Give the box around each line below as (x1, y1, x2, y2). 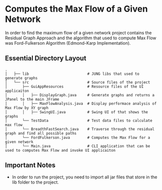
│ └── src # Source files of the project (5, 80, 150, 85)
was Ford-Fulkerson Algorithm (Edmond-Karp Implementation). (5, 40, 131, 46)
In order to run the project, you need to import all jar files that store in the (12, 174, 158, 180)
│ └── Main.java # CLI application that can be (5, 143, 150, 149)
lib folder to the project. (12, 179, 59, 185)
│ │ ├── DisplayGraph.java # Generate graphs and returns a (5, 92, 155, 98)
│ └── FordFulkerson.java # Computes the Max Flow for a (5, 135, 150, 140)
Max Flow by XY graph (5, 105, 49, 110)
